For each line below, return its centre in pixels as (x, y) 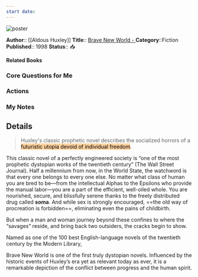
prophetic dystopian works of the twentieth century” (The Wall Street (90, 164)
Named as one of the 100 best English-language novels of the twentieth (93, 237)
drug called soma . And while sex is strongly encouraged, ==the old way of (97, 202)
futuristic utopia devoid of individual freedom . (76, 147)
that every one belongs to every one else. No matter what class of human (95, 177)
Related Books (24, 60)
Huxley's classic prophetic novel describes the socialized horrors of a (106, 141)
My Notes (20, 107)
